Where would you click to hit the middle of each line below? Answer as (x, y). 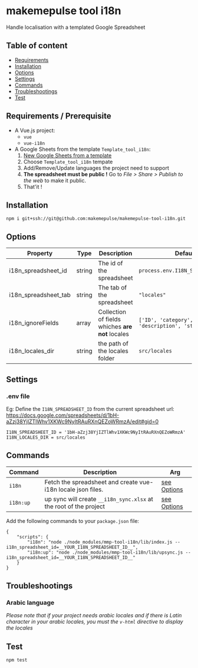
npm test (17, 660)
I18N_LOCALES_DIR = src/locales (46, 437)
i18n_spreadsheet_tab (40, 295)
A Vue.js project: (35, 130)
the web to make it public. (55, 180)
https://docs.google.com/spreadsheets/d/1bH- (63, 415)
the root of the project (75, 506)
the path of (113, 344)
